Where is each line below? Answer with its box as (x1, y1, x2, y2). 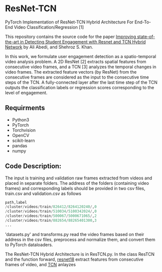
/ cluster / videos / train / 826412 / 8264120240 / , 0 (5, 204, 97, 210)
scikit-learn (12, 137, 35, 143)
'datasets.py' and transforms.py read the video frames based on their (5, 231, 144, 237)
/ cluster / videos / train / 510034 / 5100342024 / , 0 (5, 209, 97, 214)
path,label (5, 200, 27, 205)
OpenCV (12, 132, 30, 138)
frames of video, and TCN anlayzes (5, 261, 76, 267)
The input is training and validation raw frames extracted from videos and (5, 175, 152, 181)
